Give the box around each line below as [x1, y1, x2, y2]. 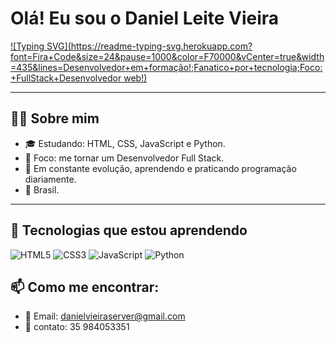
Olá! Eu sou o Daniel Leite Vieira [10, 7, 280, 30]
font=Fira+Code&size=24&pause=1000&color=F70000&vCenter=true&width [10, 50, 325, 62]
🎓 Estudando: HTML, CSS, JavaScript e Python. [24, 137, 226, 149]
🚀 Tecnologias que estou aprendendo [10, 222, 248, 239]
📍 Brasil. [24, 183, 60, 196]
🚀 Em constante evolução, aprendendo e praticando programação [24, 162, 297, 174]
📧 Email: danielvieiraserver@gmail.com [24, 310, 186, 322]
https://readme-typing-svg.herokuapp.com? [70, 40, 253, 52]
